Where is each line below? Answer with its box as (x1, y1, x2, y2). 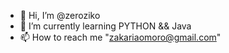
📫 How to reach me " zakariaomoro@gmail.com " (19, 31, 222, 43)
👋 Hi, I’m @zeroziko (19, 10, 101, 21)
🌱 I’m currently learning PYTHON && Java (19, 20, 192, 32)
